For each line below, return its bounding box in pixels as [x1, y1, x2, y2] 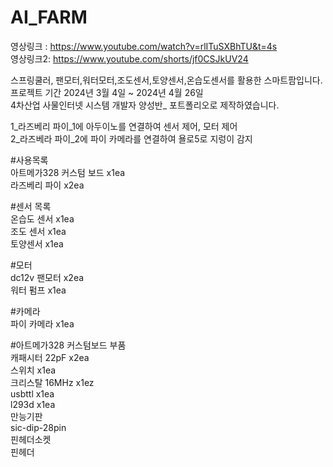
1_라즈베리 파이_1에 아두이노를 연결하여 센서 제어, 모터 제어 [10, 120, 238, 132]
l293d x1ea [10, 398, 56, 410]
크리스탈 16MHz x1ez [10, 376, 95, 388]
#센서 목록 [10, 200, 52, 212]
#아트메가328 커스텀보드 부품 [10, 339, 127, 351]
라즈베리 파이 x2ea [10, 179, 85, 191]
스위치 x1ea [10, 364, 57, 376]
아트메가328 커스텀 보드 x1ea [10, 166, 126, 178]
